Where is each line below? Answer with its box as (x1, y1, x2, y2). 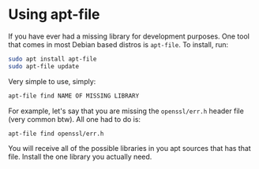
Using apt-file (8, 6, 100, 24)
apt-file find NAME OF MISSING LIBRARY (8, 92, 140, 100)
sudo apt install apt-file (8, 55, 97, 63)
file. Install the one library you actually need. (8, 152, 152, 162)
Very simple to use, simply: (8, 76, 96, 86)
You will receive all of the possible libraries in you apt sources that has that (8, 144, 251, 153)
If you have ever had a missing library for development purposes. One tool (8, 31, 250, 41)
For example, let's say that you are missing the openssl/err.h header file (8, 106, 245, 116)
